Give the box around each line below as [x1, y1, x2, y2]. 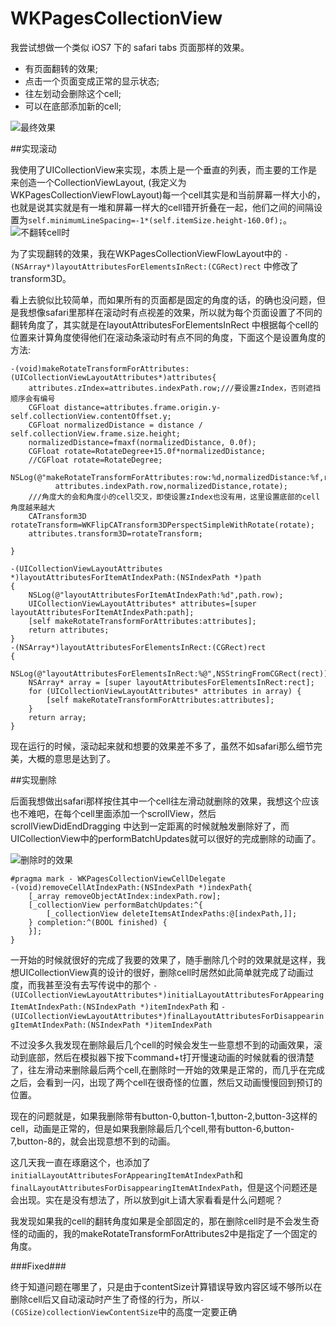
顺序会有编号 [10, 393, 56, 404]
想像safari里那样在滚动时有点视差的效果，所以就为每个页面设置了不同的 [27, 306, 323, 318]
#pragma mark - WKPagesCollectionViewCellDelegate [10, 873, 226, 884]
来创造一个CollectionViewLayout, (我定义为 [10, 176, 187, 188]
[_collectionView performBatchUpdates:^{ [28, 900, 203, 910]
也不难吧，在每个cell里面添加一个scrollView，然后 [10, 807, 217, 819]
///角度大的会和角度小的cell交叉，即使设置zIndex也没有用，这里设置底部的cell [28, 492, 321, 502]
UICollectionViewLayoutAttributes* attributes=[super [28, 598, 257, 609]
